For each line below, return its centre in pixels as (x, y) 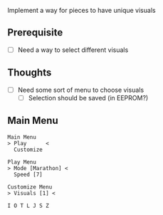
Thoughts (30, 73)
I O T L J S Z (28, 206)
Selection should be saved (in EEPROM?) (88, 98)
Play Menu (22, 162)
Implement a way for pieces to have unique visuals (81, 10)
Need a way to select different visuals (73, 50)
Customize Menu (30, 187)
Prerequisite (35, 32)
